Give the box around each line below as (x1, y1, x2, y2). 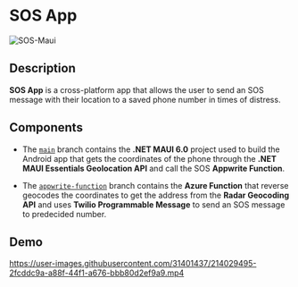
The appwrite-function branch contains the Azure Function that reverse (21, 180, 289, 190)
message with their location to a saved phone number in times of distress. (9, 94, 281, 105)
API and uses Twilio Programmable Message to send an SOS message (21, 198, 286, 210)
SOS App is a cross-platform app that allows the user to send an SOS (9, 84, 265, 95)
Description (9, 61, 76, 76)
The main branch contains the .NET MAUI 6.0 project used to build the (21, 144, 281, 155)
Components (9, 120, 83, 135)
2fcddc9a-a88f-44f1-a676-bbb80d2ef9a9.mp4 (9, 267, 185, 278)
